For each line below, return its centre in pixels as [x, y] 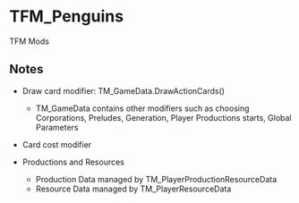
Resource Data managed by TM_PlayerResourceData [133, 189]
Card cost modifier [57, 144]
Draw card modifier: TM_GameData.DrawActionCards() [124, 90]
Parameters [57, 127]
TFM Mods [29, 41]
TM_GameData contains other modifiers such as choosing [142, 108]
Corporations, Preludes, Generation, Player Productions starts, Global [164, 117]
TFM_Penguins [66, 17]
